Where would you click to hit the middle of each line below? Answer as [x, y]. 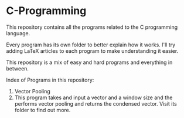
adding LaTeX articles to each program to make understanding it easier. [92, 50]
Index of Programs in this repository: [50, 80]
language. [18, 33]
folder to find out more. [42, 110]
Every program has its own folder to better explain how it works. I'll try [91, 45]
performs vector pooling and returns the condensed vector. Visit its [96, 103]
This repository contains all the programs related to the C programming [92, 27]
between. [18, 68]
